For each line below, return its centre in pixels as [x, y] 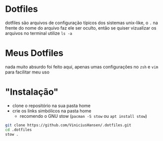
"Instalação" [32, 92]
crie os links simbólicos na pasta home [52, 111]
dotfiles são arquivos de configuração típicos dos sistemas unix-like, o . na [81, 23]
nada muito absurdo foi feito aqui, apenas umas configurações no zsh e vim [82, 67]
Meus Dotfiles [34, 53]
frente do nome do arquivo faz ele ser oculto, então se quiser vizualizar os [81, 28]
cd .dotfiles [19, 130]
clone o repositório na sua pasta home [51, 106]
